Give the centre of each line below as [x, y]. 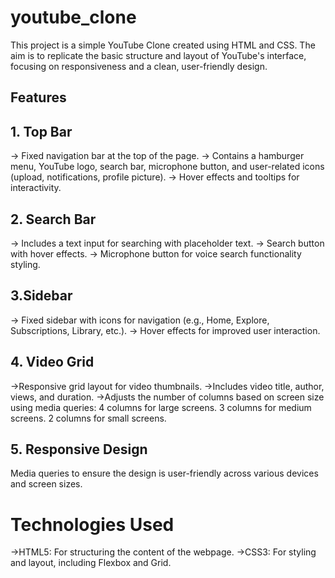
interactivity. [36, 188]
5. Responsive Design [79, 449]
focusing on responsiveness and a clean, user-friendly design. [139, 66]
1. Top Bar [41, 131]
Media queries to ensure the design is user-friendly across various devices [164, 473]
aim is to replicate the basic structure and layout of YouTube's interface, [158, 55]
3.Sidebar [41, 296]
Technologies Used [92, 524]
